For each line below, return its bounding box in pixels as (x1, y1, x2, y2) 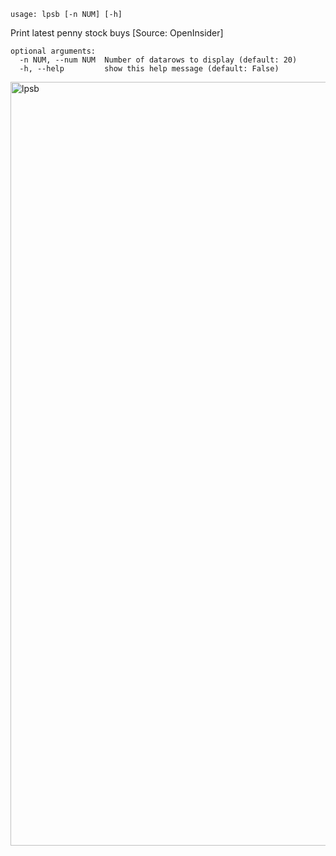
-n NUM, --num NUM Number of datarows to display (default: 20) (19, 55, 298, 65)
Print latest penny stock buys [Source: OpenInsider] (10, 27, 224, 39)
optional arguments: (10, 46, 97, 56)
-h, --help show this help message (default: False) (19, 64, 280, 74)
